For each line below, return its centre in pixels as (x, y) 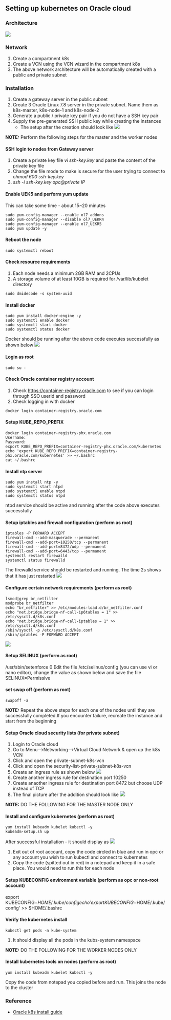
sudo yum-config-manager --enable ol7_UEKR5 (54, 224)
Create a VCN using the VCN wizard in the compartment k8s (76, 64)
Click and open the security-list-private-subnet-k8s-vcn (72, 766)
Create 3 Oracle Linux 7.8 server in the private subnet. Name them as (85, 105)
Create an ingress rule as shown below (54, 772)
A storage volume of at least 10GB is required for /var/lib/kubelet (80, 279)
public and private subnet (40, 75)
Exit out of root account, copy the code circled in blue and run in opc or (88, 852)
